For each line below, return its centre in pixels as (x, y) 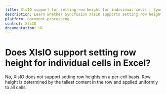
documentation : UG (24, 28)
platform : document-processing (37, 19)
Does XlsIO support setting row (71, 53)
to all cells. (16, 88)
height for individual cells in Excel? (78, 63)
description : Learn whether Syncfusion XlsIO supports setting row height (84, 14)
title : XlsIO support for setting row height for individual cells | (78, 10)
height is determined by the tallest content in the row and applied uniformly (82, 82)
